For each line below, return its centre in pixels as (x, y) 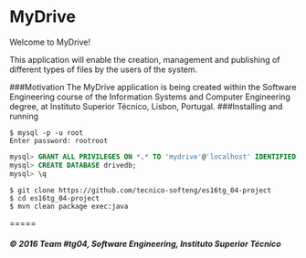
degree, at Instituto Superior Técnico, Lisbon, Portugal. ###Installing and (146, 106)
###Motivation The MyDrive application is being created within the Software (153, 87)
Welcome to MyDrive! (50, 42)
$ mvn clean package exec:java (69, 206)
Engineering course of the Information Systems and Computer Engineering (150, 97)
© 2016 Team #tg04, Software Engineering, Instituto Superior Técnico (145, 244)
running (24, 116)
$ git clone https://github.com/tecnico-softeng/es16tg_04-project (141, 190)
